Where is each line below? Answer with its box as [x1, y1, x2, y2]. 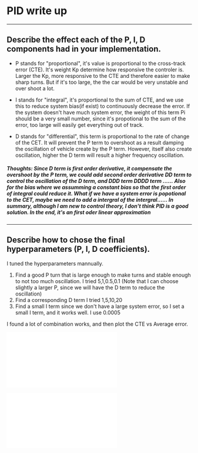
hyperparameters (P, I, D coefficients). [6, 244, 150, 254]
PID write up [6, 4, 68, 18]
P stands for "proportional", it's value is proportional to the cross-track [15, 60, 186, 67]
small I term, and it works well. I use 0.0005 [15, 308, 121, 316]
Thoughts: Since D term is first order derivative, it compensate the [6, 165, 173, 172]
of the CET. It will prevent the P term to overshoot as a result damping [15, 139, 184, 146]
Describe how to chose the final [6, 235, 125, 245]
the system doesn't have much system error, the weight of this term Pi [15, 109, 186, 116]
